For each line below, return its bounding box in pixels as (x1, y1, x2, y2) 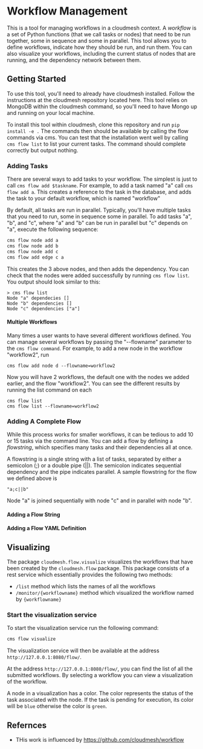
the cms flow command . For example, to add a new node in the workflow (7, 345, 183, 352)
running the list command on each (7, 386, 92, 394)
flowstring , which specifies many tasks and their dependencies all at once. (7, 444, 193, 451)
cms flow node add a (7, 238, 59, 244)
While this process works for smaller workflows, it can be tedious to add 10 (7, 431, 194, 438)
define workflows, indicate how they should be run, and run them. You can (7, 44, 193, 51)
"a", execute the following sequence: (7, 225, 98, 233)
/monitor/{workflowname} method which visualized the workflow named (15, 589, 194, 597)
